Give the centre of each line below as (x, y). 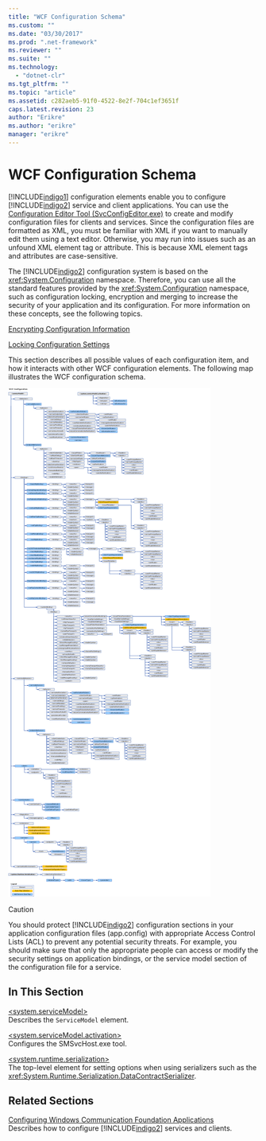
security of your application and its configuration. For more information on (129, 305)
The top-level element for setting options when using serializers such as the (133, 1067)
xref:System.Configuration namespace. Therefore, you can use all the (122, 279)
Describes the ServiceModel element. (69, 1019)
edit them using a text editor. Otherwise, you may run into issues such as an (132, 239)
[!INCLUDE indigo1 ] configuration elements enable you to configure (117, 197)
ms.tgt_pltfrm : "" (39, 84)
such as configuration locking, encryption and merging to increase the (123, 296)
